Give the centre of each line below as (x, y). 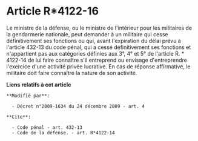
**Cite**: (19, 117)
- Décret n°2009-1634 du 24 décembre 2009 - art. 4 (78, 106)
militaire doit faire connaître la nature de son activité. (72, 73)
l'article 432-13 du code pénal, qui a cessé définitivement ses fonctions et (99, 47)
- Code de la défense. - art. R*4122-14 (63, 133)
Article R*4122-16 (52, 11)
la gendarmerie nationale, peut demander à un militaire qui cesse (87, 34)
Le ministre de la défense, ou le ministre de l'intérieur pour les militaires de (99, 28)
